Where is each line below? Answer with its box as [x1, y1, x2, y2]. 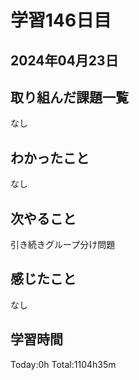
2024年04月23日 [10, 52, 119, 69]
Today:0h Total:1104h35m [10, 358, 117, 370]
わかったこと [10, 149, 90, 166]
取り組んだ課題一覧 [10, 89, 129, 106]
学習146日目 [10, 9, 112, 32]
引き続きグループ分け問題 [10, 239, 116, 251]
